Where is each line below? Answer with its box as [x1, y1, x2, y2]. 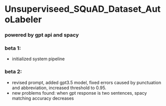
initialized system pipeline [11, 56, 65, 62]
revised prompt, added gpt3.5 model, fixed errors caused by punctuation [11, 79, 162, 85]
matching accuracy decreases [11, 95, 74, 101]
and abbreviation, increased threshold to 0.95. [11, 85, 106, 91]
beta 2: [4, 68, 22, 75]
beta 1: [4, 45, 21, 52]
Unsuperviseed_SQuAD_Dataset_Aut [4, 3, 161, 15]
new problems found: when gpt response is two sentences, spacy [11, 90, 147, 96]
